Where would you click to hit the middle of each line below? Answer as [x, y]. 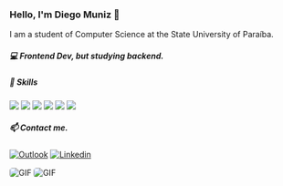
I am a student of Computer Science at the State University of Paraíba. [141, 35]
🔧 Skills [24, 82]
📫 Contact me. [39, 128]
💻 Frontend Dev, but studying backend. [87, 56]
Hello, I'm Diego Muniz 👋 [65, 15]
